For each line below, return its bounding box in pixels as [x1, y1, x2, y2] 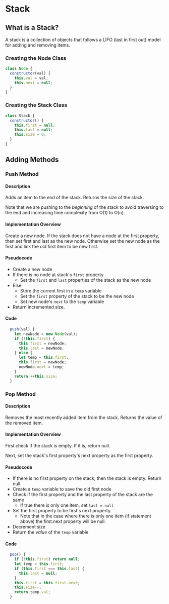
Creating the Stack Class [5, 102, 68, 109]
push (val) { [10, 327, 35, 332]
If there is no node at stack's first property [12, 272, 104, 278]
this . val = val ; [14, 75, 49, 81]
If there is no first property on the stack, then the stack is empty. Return [12, 475, 161, 481]
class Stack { [5, 113, 35, 118]
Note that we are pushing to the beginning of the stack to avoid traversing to [5, 204, 164, 210]
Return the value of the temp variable [12, 529, 89, 535]
